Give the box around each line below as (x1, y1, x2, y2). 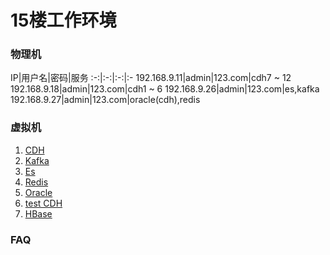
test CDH (24, 197, 63, 209)
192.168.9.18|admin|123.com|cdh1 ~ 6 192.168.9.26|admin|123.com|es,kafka (10, 83, 320, 95)
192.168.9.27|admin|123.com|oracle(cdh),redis (10, 94, 201, 106)
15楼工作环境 (10, 9, 117, 32)
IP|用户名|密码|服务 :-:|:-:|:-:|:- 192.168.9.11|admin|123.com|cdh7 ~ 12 (10, 72, 292, 84)
